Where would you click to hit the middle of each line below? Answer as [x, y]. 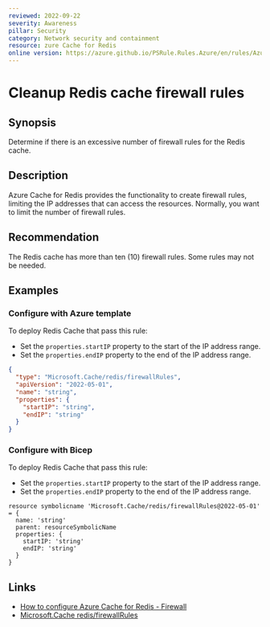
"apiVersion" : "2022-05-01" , [64, 385]
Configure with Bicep [51, 450]
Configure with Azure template [70, 313]
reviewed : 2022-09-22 [45, 16]
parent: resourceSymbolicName [66, 527]
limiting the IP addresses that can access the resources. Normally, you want [134, 203]
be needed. [27, 265]
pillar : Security [37, 31]
